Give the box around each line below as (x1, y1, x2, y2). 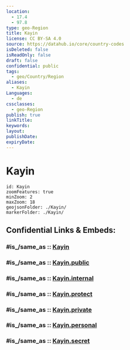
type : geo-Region (6, 25, 49, 31)
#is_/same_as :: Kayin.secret (6, 337, 90, 345)
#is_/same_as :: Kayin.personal (6, 321, 97, 330)
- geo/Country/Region (11, 74, 64, 80)
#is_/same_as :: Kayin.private (6, 306, 92, 314)
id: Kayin (6, 184, 30, 190)
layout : (6, 128, 25, 135)
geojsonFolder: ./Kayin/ (6, 204, 67, 210)
